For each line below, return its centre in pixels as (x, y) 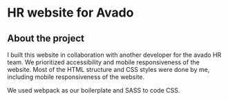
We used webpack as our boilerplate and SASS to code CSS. (94, 90)
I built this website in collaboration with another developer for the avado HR (114, 55)
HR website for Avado (70, 13)
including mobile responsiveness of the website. (76, 77)
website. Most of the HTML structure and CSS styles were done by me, (108, 70)
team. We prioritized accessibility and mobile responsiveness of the (104, 62)
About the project (46, 38)
